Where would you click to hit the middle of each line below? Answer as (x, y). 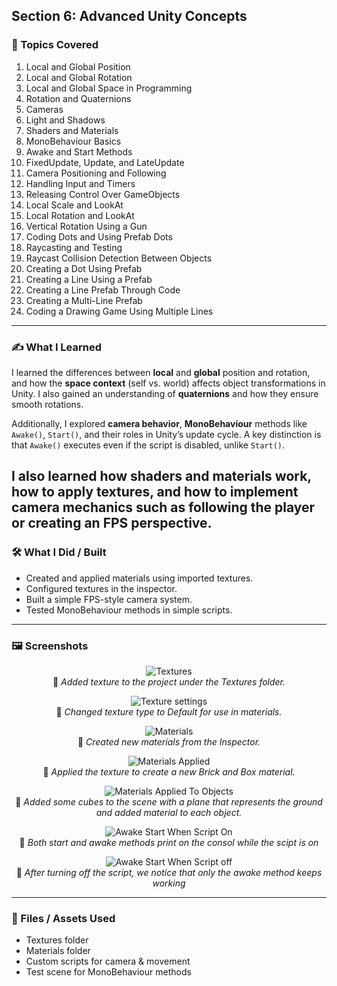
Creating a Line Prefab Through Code (103, 290)
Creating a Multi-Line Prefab (84, 300)
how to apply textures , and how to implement (155, 492)
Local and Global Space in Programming (109, 88)
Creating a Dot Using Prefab (84, 268)
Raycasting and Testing (74, 247)
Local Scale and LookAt (74, 205)
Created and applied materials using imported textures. (139, 578)
